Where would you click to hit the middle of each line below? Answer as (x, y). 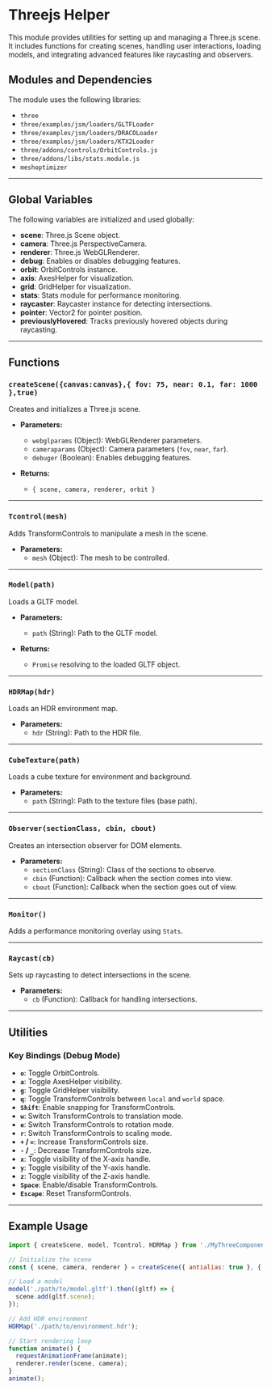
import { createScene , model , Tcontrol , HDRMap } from (102, 1245)
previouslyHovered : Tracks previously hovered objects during (124, 320)
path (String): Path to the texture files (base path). (115, 801)
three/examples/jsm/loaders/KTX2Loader (87, 142)
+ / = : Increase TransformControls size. (84, 1142)
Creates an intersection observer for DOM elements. (96, 845)
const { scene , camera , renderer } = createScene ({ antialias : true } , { (135, 1267)
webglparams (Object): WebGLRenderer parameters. (117, 441)
